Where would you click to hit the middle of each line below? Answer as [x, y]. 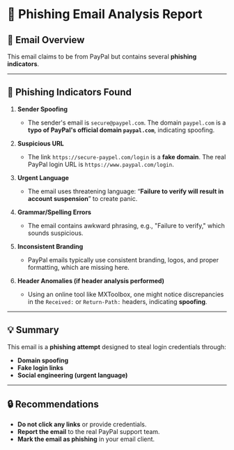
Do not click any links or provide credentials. [82, 424]
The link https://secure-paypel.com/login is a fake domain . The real [127, 156]
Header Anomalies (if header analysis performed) [91, 280]
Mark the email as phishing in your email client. [86, 439]
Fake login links [40, 367]
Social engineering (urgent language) [72, 375]
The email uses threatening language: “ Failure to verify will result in [126, 191]
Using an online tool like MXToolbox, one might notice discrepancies [126, 294]
